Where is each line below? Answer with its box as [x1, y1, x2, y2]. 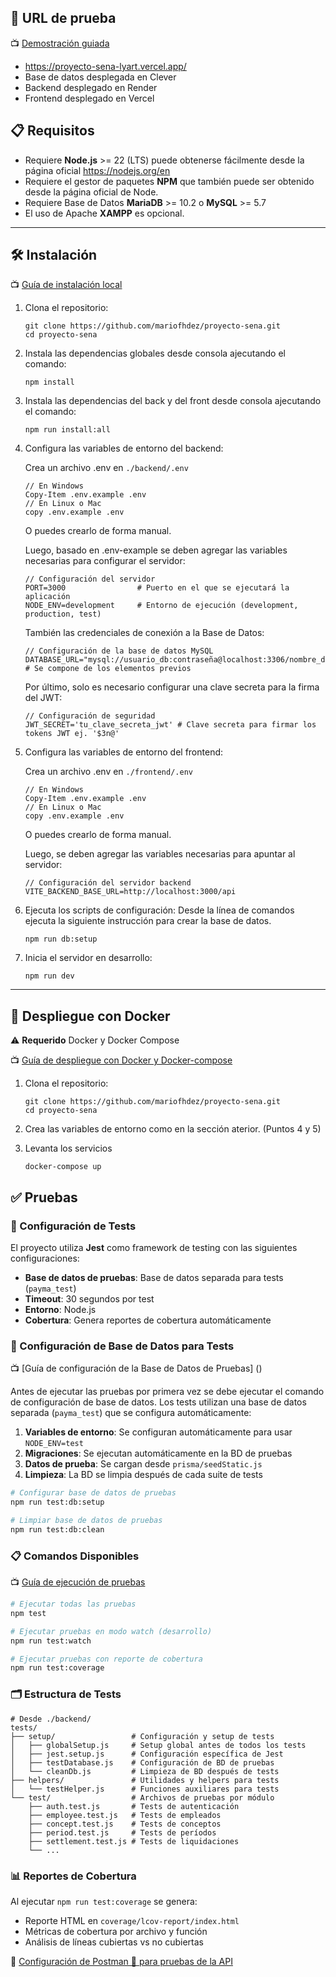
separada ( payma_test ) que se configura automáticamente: [10, 1407, 252, 1419]
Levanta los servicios [24, 1142, 113, 1155]
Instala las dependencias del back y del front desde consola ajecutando [24, 395, 322, 407]
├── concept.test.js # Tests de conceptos [28, 1819, 222, 1829]
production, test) [24, 609, 102, 620]
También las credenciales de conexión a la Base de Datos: [24, 627, 265, 639]
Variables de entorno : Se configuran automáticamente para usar [24, 1426, 293, 1438]
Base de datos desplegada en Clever [24, 71, 177, 83]
